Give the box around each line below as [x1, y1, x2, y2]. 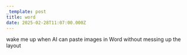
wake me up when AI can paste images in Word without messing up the [6, 36, 181, 43]
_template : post [6, 8, 46, 15]
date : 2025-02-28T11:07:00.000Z [6, 20, 86, 25]
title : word [6, 14, 36, 20]
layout [6, 42, 21, 49]
